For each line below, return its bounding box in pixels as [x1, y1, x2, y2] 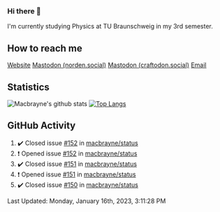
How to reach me [7, 42, 82, 54]
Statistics [7, 81, 50, 93]
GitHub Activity [7, 120, 76, 132]
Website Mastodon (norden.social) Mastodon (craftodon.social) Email [7, 61, 207, 69]
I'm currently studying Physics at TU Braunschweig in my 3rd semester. [7, 22, 213, 31]
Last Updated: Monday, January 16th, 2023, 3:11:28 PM [7, 197, 166, 205]
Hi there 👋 [7, 6, 42, 16]
